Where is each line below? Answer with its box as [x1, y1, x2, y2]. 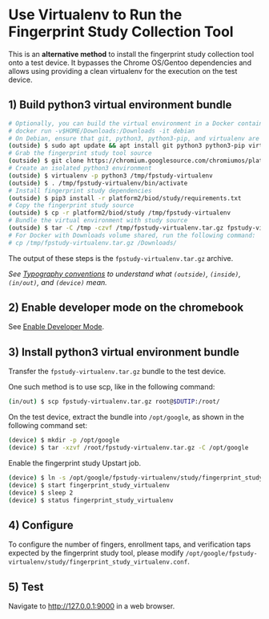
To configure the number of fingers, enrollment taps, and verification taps [8, 540, 251, 549]
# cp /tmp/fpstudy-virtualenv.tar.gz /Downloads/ [8, 238, 178, 246]
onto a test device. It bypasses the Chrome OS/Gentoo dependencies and [8, 58, 252, 67]
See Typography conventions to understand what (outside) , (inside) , [8, 269, 242, 279]
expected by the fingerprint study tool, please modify [8, 548, 184, 558]
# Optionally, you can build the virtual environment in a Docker [8, 119, 235, 128]
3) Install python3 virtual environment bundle [8, 345, 240, 359]
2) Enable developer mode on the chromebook [8, 301, 244, 315]
